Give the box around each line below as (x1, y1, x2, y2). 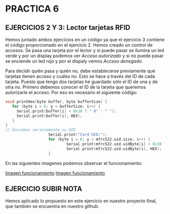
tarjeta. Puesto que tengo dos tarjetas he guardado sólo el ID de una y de (5, 79, 158, 84)
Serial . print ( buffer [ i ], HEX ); (16, 113, 82, 118)
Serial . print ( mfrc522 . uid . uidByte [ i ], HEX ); (66, 146, 162, 151)
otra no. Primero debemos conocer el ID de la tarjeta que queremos (5, 84, 146, 90)
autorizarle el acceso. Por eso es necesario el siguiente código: (5, 90, 138, 95)
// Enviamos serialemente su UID (5, 127, 76, 133)
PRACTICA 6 (5, 3, 59, 15)
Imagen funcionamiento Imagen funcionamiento (5, 170, 105, 176)
